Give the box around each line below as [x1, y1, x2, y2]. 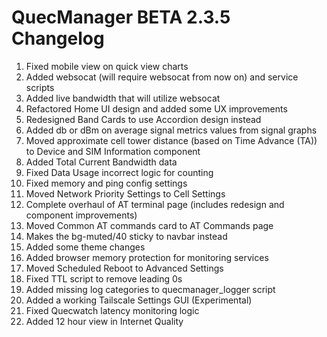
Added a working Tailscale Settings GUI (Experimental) [25, 294, 253, 306]
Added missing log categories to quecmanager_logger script [25, 283, 276, 295]
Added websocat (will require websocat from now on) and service [25, 71, 299, 83]
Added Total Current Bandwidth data [25, 156, 178, 168]
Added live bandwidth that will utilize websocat [25, 92, 221, 104]
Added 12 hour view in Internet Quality [25, 315, 184, 327]
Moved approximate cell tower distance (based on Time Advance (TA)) [25, 134, 318, 146]
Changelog [11, 27, 105, 50]
